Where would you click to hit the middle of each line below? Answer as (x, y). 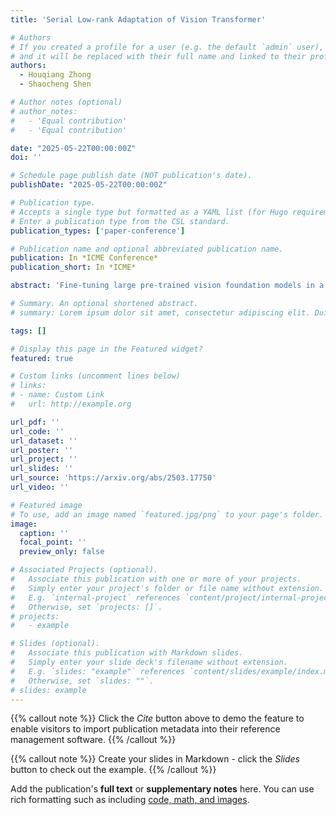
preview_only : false (62, 552)
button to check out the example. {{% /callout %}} (113, 770)
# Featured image (46, 505)
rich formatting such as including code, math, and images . (130, 800)
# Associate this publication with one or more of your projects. (156, 579)
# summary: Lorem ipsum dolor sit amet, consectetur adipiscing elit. (160, 312)
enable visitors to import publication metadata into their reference (145, 729)
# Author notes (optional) (66, 102)
